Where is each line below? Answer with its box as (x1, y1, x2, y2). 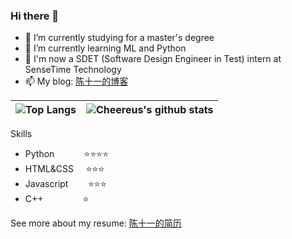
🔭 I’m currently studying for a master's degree (24, 32, 215, 44)
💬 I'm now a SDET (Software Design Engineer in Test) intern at (24, 53, 282, 65)
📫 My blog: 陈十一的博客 (24, 75, 129, 88)
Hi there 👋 (10, 9, 60, 23)
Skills (10, 128, 33, 140)
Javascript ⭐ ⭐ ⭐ (24, 178, 107, 190)
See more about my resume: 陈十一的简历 (10, 217, 182, 229)
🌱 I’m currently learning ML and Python (24, 42, 187, 54)
